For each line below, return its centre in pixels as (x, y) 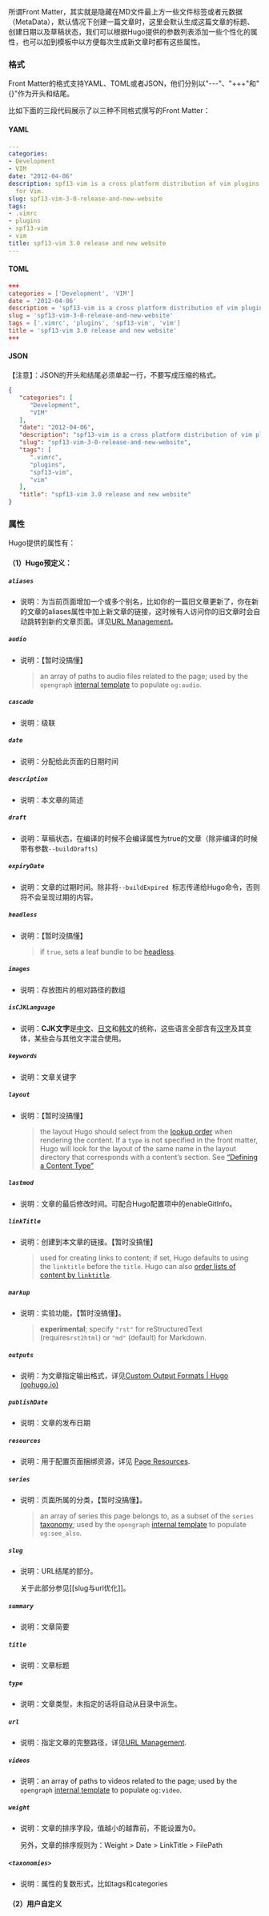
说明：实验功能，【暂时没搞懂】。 (72, 1313)
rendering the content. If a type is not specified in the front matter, (149, 1140)
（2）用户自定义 (35, 1903)
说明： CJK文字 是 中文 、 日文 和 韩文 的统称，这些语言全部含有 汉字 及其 (132, 1028)
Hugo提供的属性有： (42, 543)
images (19, 969)
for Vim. (30, 191)
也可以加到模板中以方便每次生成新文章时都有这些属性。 (113, 42)
